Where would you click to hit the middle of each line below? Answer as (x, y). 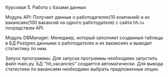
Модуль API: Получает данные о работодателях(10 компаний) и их (78, 17)
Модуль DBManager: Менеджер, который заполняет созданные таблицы (84, 38)
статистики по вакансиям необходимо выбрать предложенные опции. (82, 69)
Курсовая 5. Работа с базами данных (46, 7)
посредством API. (25, 28)
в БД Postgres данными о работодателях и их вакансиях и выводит (79, 43)
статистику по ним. (26, 48)
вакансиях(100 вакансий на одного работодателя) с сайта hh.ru (75, 23)
